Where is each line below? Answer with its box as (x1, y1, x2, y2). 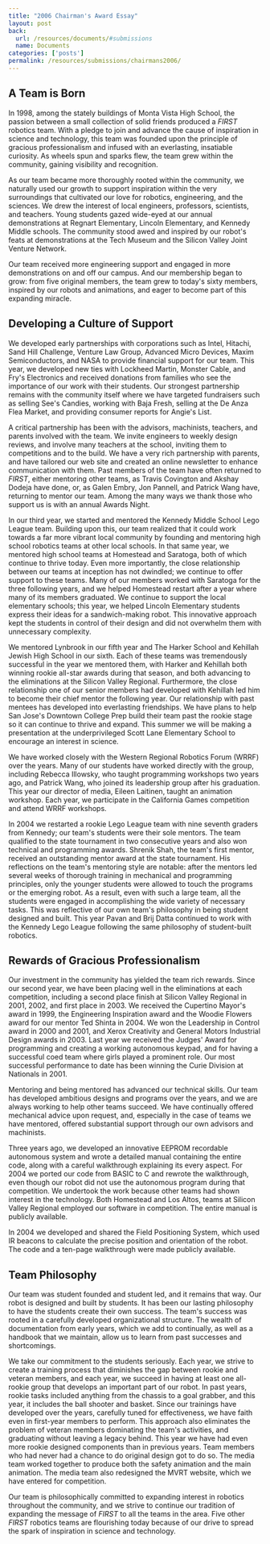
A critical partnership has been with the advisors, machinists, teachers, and (8, 422, 258, 432)
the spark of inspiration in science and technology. (8, 1526, 177, 1536)
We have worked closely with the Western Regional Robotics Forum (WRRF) (8, 751, 260, 762)
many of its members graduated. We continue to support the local (8, 592, 227, 601)
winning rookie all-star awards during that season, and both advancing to (8, 668, 252, 677)
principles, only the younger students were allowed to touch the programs (8, 879, 253, 889)
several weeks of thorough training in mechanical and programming (8, 870, 233, 880)
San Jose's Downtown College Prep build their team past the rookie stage (8, 710, 253, 720)
